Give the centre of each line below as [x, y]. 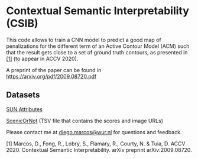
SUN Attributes [25, 109]
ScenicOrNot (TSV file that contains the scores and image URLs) [85, 121]
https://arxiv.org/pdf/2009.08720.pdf [51, 76]
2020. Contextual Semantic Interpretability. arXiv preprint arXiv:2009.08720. [99, 150]
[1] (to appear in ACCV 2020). [42, 59]
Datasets [23, 95]
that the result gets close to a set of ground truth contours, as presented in [97, 52]
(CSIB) [22, 23]
